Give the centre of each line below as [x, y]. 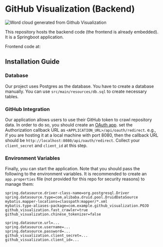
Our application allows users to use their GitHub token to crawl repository [79, 120]
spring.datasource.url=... [32, 223]
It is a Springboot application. [35, 37]
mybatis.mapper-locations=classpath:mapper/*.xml [56, 202]
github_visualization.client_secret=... [47, 236]
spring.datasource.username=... [38, 227]
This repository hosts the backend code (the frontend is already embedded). [82, 32]
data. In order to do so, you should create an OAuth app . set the [69, 124]
